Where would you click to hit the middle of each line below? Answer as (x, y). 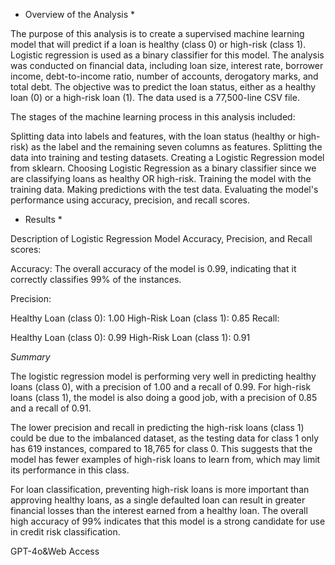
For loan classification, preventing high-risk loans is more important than (160, 489)
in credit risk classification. (65, 532)
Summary (30, 357)
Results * (43, 219)
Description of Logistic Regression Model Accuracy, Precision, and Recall (161, 238)
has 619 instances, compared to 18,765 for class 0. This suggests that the (161, 448)
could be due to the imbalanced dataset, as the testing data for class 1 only (165, 438)
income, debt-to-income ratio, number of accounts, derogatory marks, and (164, 76)
